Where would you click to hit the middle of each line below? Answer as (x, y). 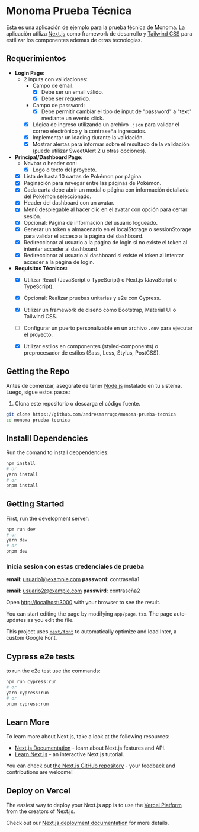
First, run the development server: (48, 518)
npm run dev (21, 529)
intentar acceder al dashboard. (61, 249)
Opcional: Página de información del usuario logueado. (91, 222)
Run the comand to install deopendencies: (57, 452)
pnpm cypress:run (28, 704)
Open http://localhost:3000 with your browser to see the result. (84, 603)
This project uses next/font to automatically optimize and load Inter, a (92, 632)
